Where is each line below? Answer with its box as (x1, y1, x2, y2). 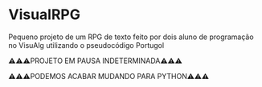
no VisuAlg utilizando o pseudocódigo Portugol (8, 40, 165, 49)
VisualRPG (8, 6, 80, 24)
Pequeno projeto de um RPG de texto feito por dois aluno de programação (8, 32, 255, 42)
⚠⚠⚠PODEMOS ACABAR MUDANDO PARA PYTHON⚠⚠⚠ (8, 71, 210, 81)
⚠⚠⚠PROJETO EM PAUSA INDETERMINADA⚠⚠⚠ (8, 56, 182, 65)
